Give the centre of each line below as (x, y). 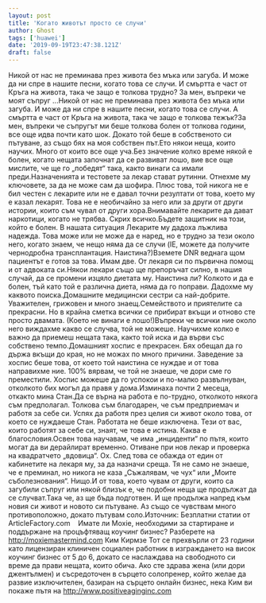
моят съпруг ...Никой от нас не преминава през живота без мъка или (126, 101)
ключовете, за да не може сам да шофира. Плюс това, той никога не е (128, 185)
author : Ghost (32, 30)
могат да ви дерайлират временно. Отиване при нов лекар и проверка (129, 447)
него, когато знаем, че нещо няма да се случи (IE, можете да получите (129, 244)
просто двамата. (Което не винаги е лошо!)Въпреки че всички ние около (132, 320)
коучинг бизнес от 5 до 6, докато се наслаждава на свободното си (122, 557)
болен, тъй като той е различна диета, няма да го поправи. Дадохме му (131, 286)
